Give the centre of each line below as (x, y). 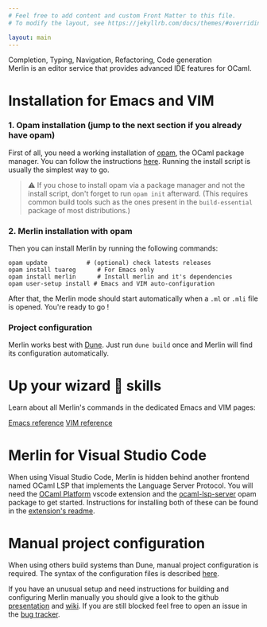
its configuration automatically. (59, 353)
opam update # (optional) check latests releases (110, 263)
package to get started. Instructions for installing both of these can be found (133, 503)
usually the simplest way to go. (59, 169)
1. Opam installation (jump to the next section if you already (125, 126)
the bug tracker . (35, 614)
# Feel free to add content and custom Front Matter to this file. (122, 16)
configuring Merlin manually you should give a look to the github (114, 598)
